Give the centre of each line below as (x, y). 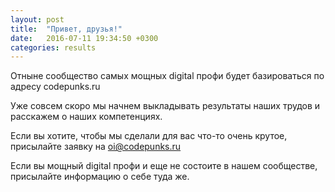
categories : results (53, 47)
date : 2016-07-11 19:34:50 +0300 (84, 38)
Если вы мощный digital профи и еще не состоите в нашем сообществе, (164, 166)
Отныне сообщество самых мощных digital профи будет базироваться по (167, 76)
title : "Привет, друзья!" (66, 29)
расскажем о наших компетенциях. (86, 117)
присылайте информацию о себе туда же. (100, 177)
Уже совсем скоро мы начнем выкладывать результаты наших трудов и (165, 106)
